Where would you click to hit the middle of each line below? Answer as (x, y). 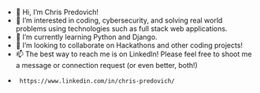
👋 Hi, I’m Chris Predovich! (57, 12)
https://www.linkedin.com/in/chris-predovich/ (97, 81)
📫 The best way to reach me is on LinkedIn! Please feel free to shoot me (134, 54)
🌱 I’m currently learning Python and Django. (86, 37)
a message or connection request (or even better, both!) (107, 65)
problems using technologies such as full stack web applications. (121, 29)
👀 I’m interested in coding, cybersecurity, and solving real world (119, 20)
